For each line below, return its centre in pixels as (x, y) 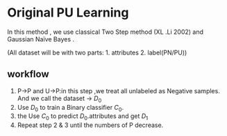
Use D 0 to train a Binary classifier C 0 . (70, 108)
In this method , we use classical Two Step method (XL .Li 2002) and (105, 32)
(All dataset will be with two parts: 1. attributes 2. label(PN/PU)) (97, 52)
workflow (28, 74)
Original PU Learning (68, 13)
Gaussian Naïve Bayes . (41, 39)
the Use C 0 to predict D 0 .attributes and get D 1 (83, 117)
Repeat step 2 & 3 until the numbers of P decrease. (90, 125)
